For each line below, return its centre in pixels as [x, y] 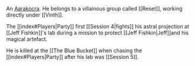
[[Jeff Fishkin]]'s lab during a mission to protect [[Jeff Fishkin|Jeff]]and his [97, 33]
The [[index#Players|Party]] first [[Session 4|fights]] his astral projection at [98, 26]
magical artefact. [27, 39]
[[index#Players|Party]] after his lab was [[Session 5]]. [73, 57]
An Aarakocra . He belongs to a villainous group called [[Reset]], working [94, 9]
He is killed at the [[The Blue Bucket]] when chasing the [74, 51]
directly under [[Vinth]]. [35, 15]
